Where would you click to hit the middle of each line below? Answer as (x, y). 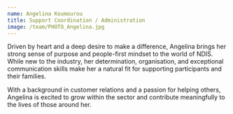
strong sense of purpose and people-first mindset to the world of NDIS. (110, 54)
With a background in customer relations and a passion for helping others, (114, 90)
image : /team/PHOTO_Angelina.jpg (56, 27)
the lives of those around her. (50, 105)
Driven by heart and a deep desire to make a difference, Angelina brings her (117, 47)
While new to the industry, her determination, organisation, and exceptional (115, 62)
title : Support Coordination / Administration (76, 20)
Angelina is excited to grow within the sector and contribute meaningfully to (116, 97)
